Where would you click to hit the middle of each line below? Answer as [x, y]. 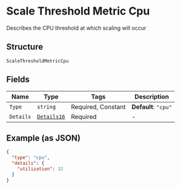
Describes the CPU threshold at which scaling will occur [76, 28]
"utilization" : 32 [40, 169]
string [47, 107]
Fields [18, 80]
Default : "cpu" [152, 107]
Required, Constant [98, 107]
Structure [25, 47]
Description [152, 96]
